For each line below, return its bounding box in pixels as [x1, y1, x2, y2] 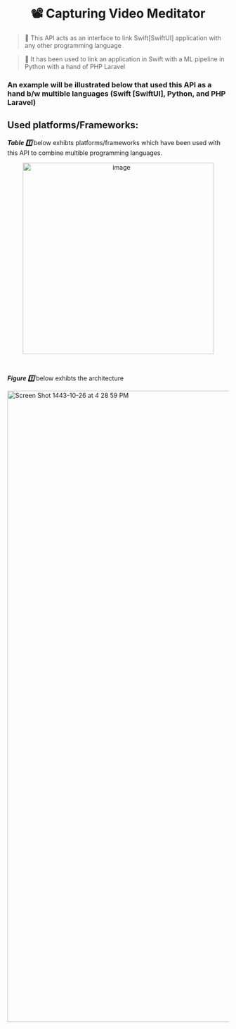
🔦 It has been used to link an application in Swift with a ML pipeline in [24, 54, 225, 63]
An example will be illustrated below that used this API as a [7, 80, 212, 89]
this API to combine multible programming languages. [7, 149, 163, 157]
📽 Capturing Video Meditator [30, 6, 206, 22]
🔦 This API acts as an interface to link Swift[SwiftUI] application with [24, 33, 221, 42]
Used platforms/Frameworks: [7, 119, 139, 131]
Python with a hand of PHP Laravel [24, 62, 126, 70]
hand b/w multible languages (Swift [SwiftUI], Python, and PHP [7, 89, 226, 99]
